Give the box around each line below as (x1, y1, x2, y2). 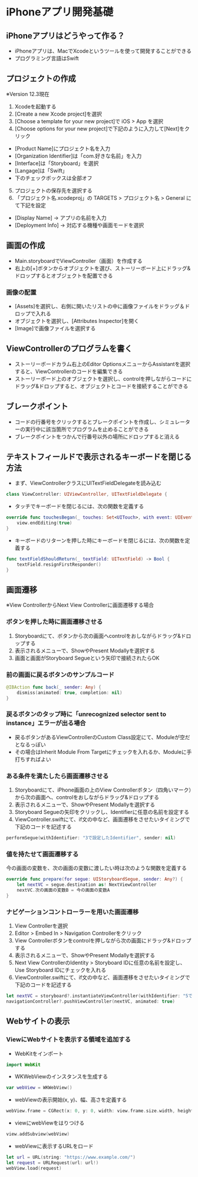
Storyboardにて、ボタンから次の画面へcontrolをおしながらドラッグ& (14, 632, 181, 639)
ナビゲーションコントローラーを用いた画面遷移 (6, 908, 139, 916)
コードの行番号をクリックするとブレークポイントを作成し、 (14, 418, 160, 425)
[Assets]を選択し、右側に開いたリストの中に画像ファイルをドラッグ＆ (14, 302, 185, 309)
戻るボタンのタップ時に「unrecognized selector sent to (6, 710, 167, 718)
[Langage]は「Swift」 (14, 167, 68, 174)
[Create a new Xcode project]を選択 (14, 110, 102, 117)
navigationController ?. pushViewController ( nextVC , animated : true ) (6, 998, 176, 1004)
